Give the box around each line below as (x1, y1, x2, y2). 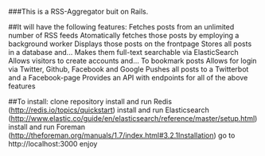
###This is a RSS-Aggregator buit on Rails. (8, 7, 149, 16)
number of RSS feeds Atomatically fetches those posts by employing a (8, 31, 240, 40)
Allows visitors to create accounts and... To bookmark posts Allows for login (8, 56, 257, 65)
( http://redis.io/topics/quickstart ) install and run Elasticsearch (8, 105, 209, 115)
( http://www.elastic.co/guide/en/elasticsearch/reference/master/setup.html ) (8, 114, 258, 123)
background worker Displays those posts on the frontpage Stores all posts (8, 39, 252, 49)
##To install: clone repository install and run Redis (8, 97, 173, 106)
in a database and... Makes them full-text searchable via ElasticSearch (8, 48, 239, 57)
